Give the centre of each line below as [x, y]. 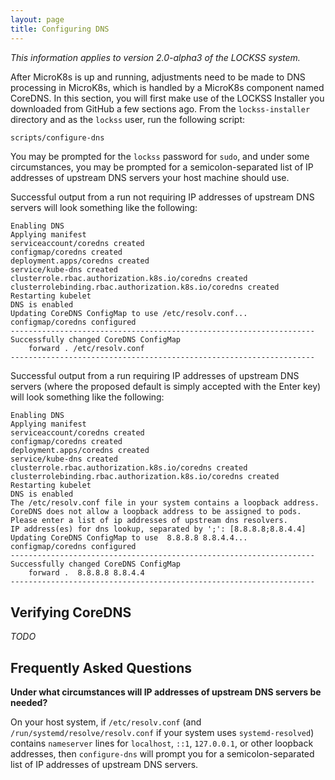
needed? [29, 702]
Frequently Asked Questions [101, 667]
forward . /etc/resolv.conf [86, 349]
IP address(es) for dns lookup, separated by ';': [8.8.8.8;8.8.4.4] [158, 529]
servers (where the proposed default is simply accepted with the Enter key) [166, 387]
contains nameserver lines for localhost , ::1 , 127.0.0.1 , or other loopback [162, 743]
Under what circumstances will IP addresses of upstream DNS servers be [166, 692]
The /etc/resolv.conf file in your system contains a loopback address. [165, 503]
